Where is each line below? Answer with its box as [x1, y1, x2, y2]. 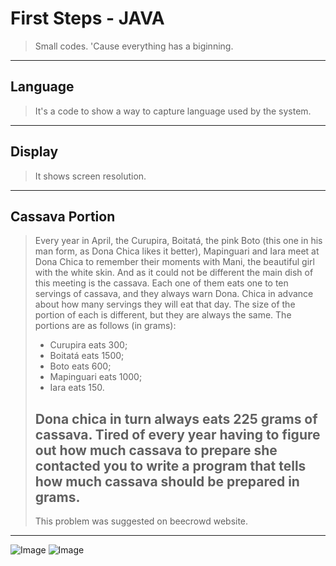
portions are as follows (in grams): [34, 320, 177, 332]
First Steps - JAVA [10, 7, 165, 30]
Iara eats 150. [49, 382, 105, 394]
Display [10, 143, 59, 161]
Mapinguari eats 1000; [49, 371, 143, 383]
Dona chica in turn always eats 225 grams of [34, 410, 318, 427]
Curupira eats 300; [49, 339, 128, 351]
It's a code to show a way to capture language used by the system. [34, 105, 312, 117]
